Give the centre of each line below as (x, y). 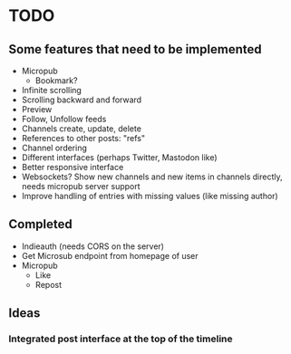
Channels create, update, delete (82, 129)
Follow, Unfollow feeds (64, 119)
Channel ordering (54, 148)
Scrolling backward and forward (82, 100)
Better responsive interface (73, 167)
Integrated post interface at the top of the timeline (121, 339)
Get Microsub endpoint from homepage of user (110, 255)
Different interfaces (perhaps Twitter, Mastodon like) (120, 158)
